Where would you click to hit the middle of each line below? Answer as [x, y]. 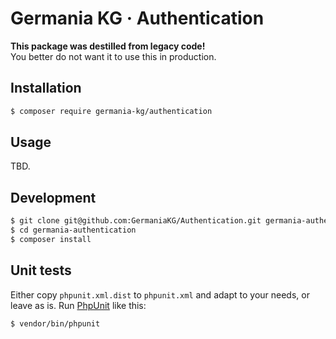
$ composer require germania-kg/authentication [111, 111]
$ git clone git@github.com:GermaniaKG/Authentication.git [136, 221]
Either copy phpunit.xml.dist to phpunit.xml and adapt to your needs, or [160, 294]
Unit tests [41, 270]
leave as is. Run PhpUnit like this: [78, 305]
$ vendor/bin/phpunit [55, 323]
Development [53, 197]
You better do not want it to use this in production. [113, 56]
